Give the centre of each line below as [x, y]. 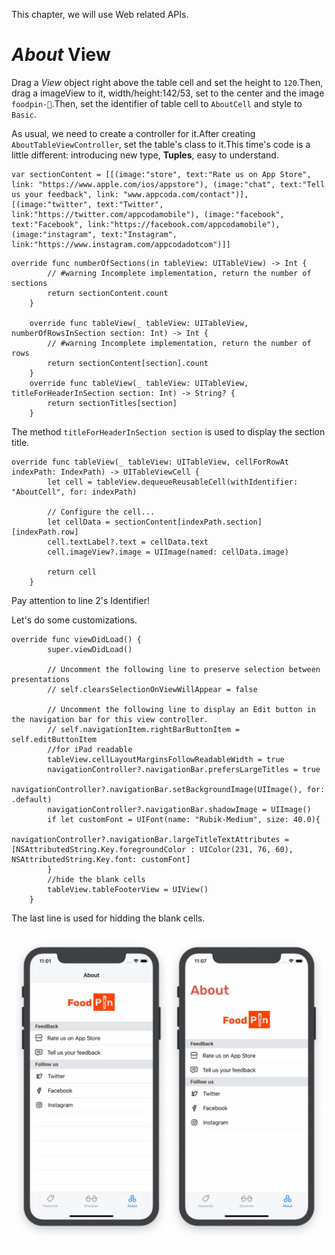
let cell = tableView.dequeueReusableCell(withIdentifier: [173, 482]
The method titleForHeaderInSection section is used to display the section [168, 431]
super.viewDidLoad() [90, 649]
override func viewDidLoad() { [76, 639]
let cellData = [79, 522]
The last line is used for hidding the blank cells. [108, 918]
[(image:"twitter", [52, 204]
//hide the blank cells [96, 879]
